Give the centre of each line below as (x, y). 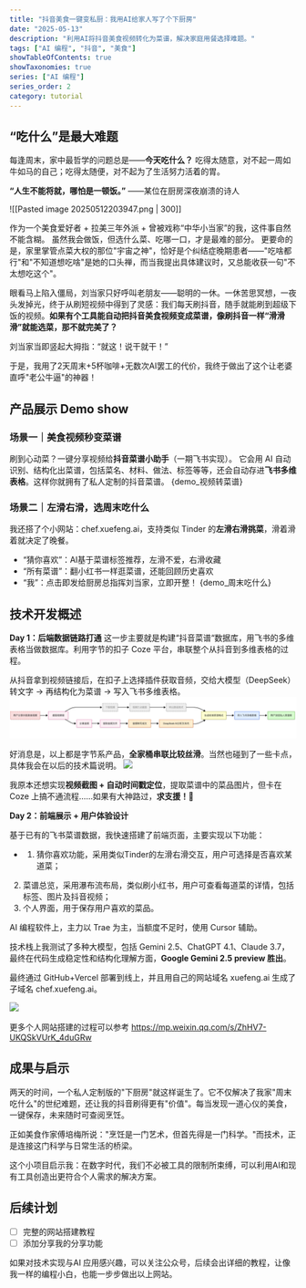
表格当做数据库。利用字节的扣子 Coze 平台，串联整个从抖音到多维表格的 (145, 649)
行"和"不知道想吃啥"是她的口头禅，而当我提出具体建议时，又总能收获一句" (149, 262)
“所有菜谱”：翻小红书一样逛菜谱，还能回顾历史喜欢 (118, 571)
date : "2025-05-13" (46, 29)
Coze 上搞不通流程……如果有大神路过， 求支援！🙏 (102, 796)
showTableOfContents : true (61, 58)
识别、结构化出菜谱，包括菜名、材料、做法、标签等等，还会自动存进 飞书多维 (153, 471)
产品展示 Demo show (69, 409)
